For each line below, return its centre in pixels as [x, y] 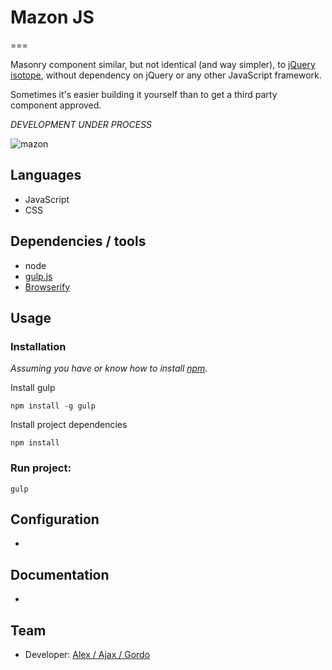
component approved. [56, 105]
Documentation [60, 574]
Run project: [41, 468]
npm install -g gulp [53, 406]
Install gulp [33, 388]
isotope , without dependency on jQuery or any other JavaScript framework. [166, 75]
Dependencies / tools [78, 241]
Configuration [55, 519]
